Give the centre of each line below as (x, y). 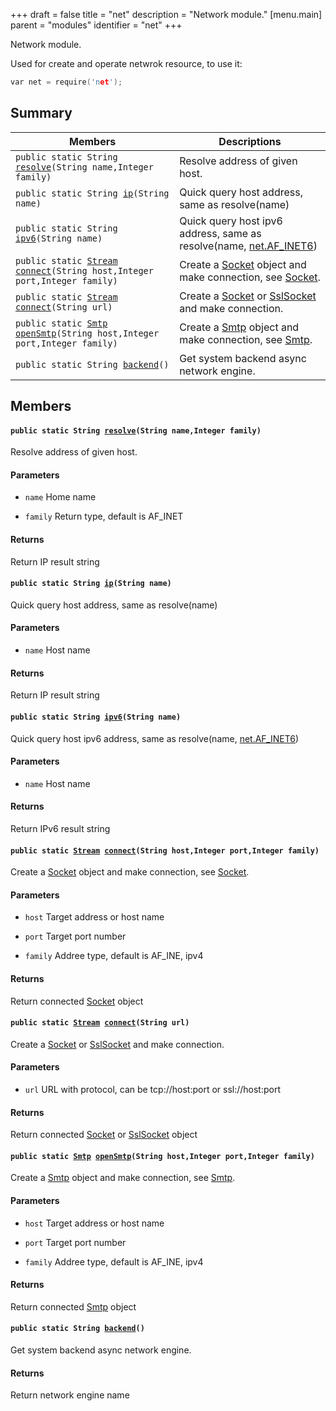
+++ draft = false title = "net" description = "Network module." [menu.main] (166, 14)
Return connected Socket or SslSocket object (104, 1135)
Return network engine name (70, 1395)
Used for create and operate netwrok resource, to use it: (126, 63)
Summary (41, 113)
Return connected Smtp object (73, 1306)
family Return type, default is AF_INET (104, 516)
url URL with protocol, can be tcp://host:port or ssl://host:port (153, 1089)
